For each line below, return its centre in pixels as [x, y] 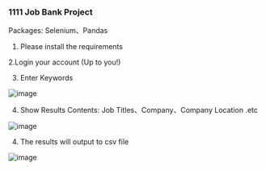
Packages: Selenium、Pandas [58, 31]
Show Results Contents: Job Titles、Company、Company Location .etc [139, 110]
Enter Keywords [46, 78]
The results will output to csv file [74, 142]
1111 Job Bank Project [51, 12]
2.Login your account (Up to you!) [65, 62]
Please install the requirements [72, 47]
